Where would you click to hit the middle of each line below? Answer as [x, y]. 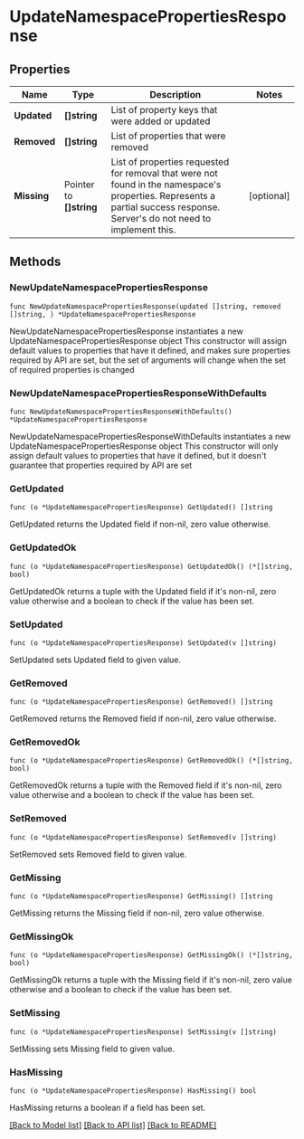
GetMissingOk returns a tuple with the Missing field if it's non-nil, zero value [151, 980]
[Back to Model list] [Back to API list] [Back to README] [113, 1125]
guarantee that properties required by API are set [101, 465]
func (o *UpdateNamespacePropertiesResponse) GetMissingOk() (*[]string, [152, 955]
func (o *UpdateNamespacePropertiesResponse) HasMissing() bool [133, 1091]
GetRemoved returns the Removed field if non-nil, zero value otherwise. [143, 719]
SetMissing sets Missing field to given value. [92, 1049]
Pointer [79, 185]
